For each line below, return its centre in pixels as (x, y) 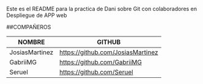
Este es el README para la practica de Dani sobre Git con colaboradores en (102, 9)
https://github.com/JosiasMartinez (109, 52)
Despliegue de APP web (37, 15)
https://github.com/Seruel (96, 72)
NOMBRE (31, 42)
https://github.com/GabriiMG (101, 62)
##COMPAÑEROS (29, 27)
